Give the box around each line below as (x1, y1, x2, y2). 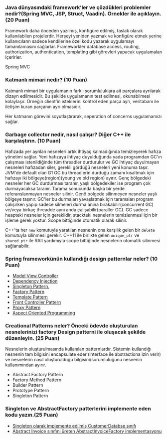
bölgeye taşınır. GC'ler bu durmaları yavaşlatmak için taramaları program (5, 196, 154, 202)
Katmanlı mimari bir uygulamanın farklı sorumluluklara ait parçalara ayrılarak (5, 88, 161, 94)
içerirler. (5, 54, 22, 60)
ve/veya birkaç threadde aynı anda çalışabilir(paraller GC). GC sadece (5, 206, 149, 213)
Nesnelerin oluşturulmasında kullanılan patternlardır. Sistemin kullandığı (5, 346, 152, 352)
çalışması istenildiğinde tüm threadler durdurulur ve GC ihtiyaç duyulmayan (5, 159, 160, 165)
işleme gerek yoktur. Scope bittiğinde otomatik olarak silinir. (5, 217, 128, 223)
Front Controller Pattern (12, 299, 61, 305)
